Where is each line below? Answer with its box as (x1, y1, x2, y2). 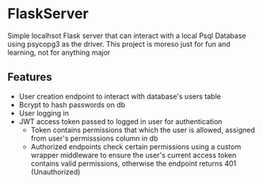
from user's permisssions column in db (30, 133, 158, 143)
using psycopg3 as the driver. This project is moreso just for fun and (7, 39, 231, 48)
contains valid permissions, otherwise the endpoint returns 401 (30, 159, 237, 168)
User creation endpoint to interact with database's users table (18, 92, 221, 101)
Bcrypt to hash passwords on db (18, 100, 126, 109)
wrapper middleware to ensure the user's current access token (30, 150, 237, 160)
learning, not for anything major (7, 47, 111, 57)
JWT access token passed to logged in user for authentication (18, 116, 223, 126)
